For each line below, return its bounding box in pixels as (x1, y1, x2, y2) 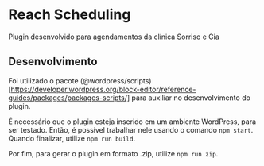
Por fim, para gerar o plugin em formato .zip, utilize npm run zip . (8, 149, 219, 158)
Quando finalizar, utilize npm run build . (8, 133, 136, 143)
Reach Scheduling (8, 6, 131, 24)
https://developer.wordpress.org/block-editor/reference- (10, 84, 196, 94)
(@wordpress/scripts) (80, 75, 152, 85)
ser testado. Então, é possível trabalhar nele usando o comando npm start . (8, 125, 254, 134)
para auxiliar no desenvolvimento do (131, 93, 250, 102)
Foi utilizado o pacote (8, 75, 79, 85)
